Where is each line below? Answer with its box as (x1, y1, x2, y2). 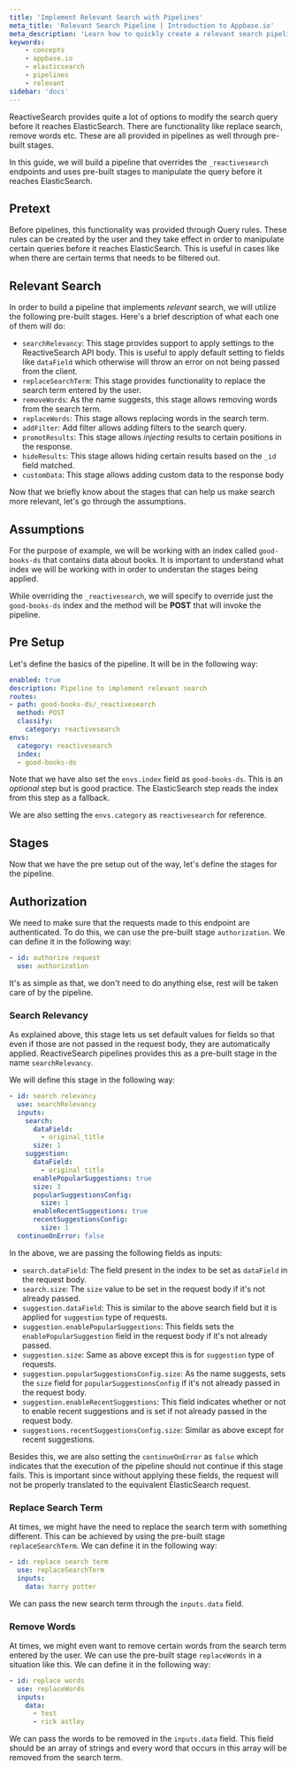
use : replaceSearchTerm (17, 1566, 104, 1574)
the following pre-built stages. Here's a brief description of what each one (9, 312, 279, 322)
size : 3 (32, 1182, 62, 1191)
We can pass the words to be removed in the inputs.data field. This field (9, 1734, 274, 1744)
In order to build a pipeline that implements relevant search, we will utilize (9, 302, 277, 312)
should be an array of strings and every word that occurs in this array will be (9, 1743, 287, 1753)
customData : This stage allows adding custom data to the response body (21, 470, 285, 481)
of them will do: (9, 320, 66, 332)
